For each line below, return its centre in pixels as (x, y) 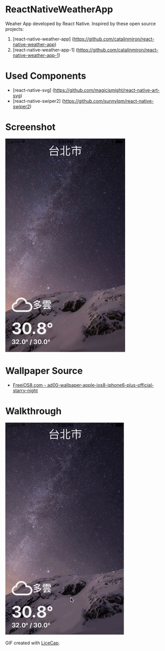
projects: (15, 29)
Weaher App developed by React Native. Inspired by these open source (80, 24)
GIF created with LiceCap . (33, 643)
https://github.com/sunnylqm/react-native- (109, 101)
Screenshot (30, 127)
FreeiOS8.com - (29, 385)
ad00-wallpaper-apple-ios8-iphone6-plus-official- (101, 385)
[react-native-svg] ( (33, 90)
